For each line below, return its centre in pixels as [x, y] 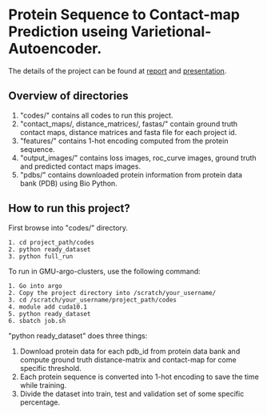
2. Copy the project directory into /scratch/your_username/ [112, 293]
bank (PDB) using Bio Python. [68, 183]
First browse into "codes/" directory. [68, 227]
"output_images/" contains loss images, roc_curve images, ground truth [138, 158]
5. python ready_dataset [50, 313]
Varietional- [171, 32]
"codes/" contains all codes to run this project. [96, 115]
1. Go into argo [35, 285]
